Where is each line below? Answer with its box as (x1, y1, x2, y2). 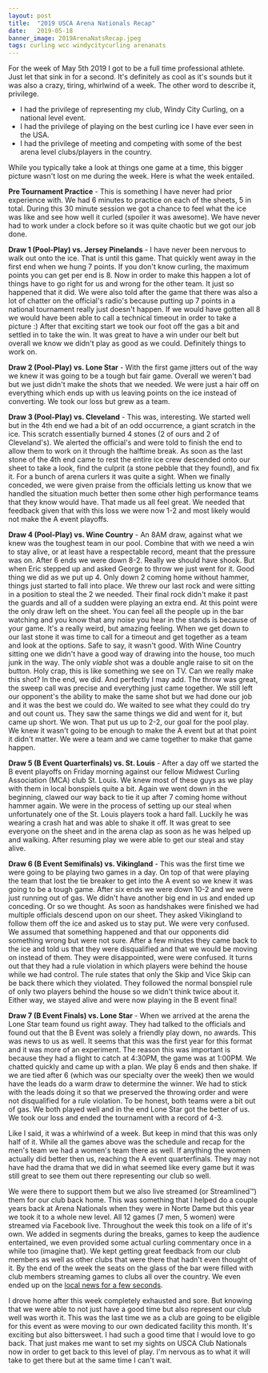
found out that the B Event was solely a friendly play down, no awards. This (8, 1028, 257, 1038)
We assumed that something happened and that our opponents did (8, 927, 230, 937)
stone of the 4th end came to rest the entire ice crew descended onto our (8, 454, 250, 465)
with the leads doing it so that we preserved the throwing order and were (8, 1088, 249, 1097)
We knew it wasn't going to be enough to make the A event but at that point (8, 726, 258, 736)
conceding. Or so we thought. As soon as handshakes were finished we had (8, 902, 259, 911)
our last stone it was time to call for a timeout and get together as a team (8, 632, 248, 642)
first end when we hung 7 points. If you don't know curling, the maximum (8, 262, 250, 272)
